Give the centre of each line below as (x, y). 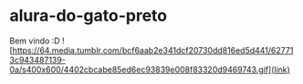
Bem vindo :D (35, 41)
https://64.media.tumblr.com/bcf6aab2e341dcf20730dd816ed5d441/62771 (153, 50)
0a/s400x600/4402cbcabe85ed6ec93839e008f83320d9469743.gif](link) (150, 70)
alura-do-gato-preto (88, 16)
